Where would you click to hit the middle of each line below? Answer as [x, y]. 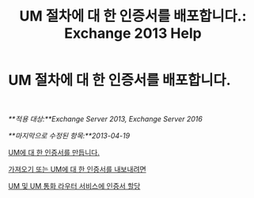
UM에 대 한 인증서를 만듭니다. [54, 152]
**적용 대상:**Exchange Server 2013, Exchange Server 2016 [106, 118]
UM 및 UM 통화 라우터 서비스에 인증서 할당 [74, 185]
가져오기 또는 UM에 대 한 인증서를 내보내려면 [77, 169]
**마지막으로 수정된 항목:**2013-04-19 [69, 136]
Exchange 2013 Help [133, 34]
